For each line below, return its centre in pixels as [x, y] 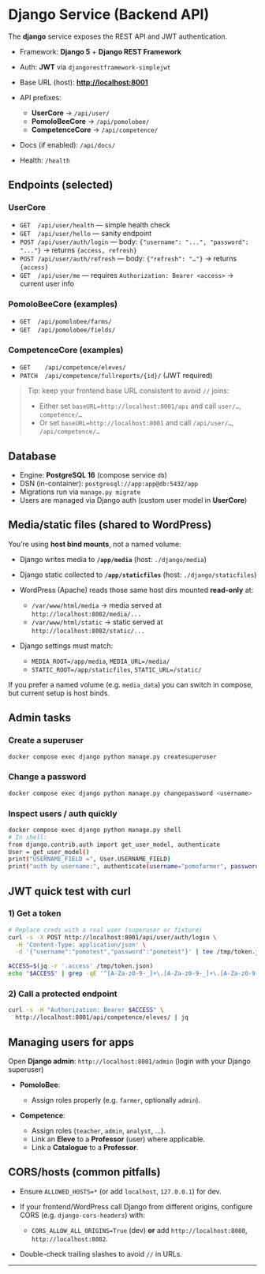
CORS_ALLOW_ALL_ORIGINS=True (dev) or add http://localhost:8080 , [139, 1230]
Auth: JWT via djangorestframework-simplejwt [95, 67]
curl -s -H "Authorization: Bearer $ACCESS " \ [86, 1010]
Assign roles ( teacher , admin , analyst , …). [98, 1130]
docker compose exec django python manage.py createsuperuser [112, 757]
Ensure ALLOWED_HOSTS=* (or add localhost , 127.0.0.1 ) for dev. [121, 1191]
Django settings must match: [66, 646]
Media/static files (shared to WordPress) [110, 525]
